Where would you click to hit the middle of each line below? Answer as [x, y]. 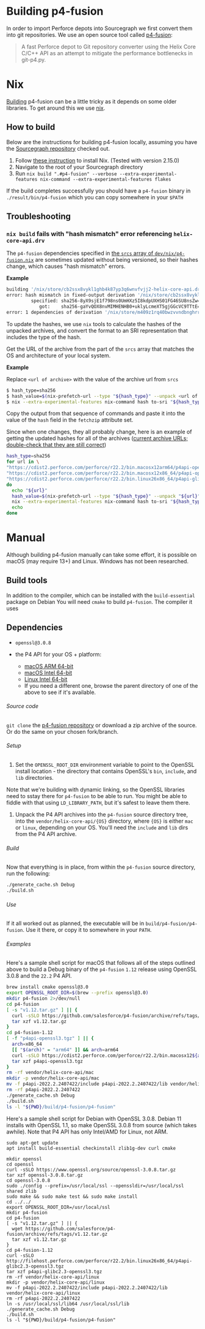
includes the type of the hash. [44, 337]
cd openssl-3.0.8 [28, 1180]
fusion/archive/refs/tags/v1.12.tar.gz [57, 1234]
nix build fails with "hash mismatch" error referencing [89, 234]
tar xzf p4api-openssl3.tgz [48, 1061]
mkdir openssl [24, 1159]
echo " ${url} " [30, 490]
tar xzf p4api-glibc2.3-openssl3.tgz [54, 1271]
